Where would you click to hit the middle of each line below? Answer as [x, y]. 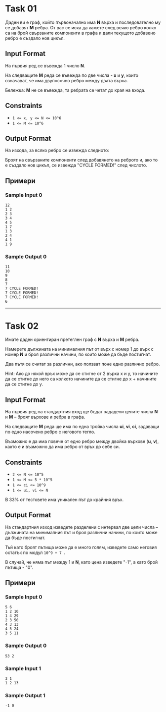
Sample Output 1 [25, 695]
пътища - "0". [19, 567]
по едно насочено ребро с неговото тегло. [50, 432]
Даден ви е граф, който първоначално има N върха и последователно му [83, 22]
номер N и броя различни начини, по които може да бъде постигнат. [78, 354]
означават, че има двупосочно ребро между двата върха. [67, 80]
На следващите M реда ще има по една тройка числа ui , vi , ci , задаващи [82, 427]
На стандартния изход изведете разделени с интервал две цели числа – [82, 527]
